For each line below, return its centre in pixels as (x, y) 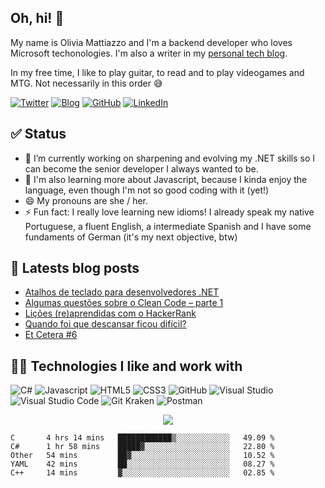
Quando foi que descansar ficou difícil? (105, 324)
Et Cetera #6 (51, 335)
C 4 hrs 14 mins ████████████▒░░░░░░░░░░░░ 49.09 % (142, 438)
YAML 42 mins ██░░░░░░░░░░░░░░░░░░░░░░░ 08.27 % (142, 464)
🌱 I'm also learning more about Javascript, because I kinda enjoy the (166, 179)
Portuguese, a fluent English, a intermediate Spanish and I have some (168, 226)
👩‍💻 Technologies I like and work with (126, 366)
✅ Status (38, 134)
